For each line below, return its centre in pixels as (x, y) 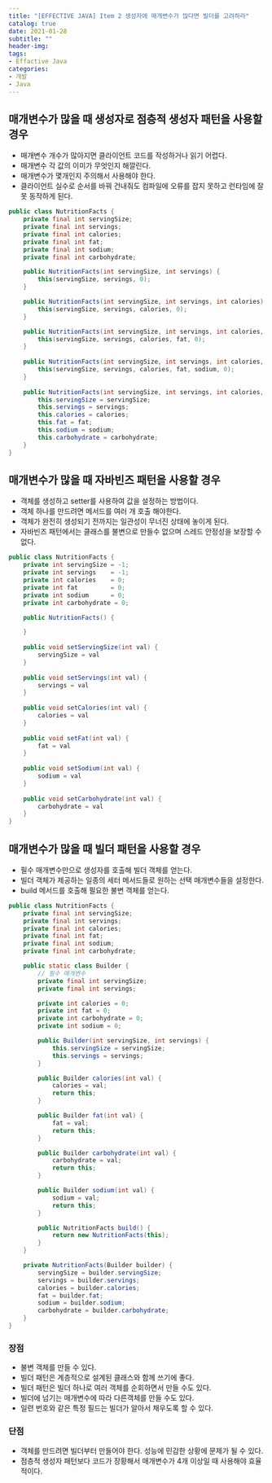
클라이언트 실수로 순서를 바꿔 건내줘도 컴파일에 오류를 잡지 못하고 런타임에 (138, 186)
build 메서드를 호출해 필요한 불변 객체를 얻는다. (94, 890)
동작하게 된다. (51, 196)
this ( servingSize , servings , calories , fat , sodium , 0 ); (136, 370)
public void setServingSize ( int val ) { (91, 647)
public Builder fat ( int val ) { (91, 1116)
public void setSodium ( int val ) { (81, 769)
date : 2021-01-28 (38, 31)
